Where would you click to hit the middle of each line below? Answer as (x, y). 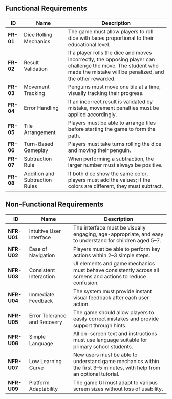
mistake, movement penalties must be (114, 108)
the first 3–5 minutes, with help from (117, 368)
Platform (39, 382)
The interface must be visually (110, 227)
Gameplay (36, 150)
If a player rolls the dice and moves (110, 52)
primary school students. (103, 346)
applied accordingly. (93, 114)
